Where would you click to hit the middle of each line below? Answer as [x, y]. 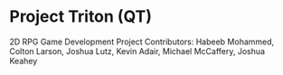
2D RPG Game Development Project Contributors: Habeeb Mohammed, [142, 42]
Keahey [24, 61]
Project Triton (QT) [80, 17]
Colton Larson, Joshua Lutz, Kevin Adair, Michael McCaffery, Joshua [137, 51]
